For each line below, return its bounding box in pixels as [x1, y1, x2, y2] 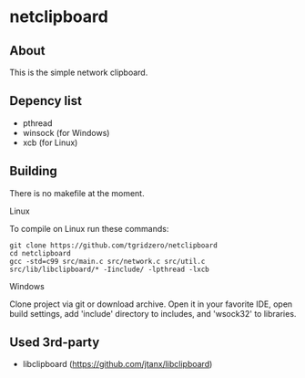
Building [9, 163, 57, 179]
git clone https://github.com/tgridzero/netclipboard [9, 240, 219, 250]
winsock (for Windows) [22, 127, 110, 138]
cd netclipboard [9, 248, 71, 257]
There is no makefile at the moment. [9, 187, 145, 198]
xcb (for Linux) [22, 137, 78, 148]
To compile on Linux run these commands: [9, 223, 169, 234]
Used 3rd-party [9, 335, 100, 351]
